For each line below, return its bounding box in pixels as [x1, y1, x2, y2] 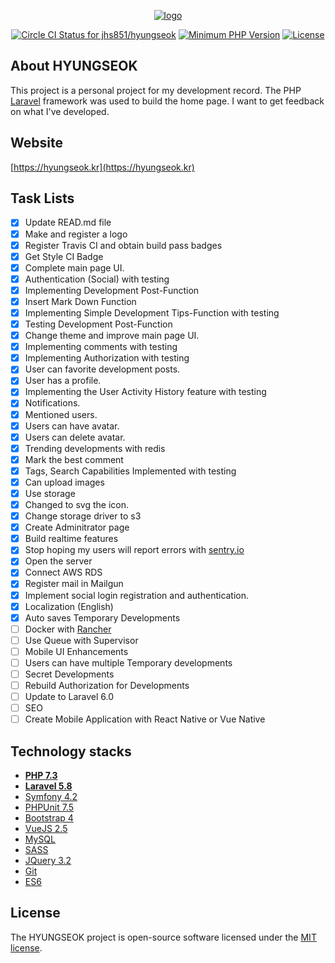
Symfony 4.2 [24, 791, 78, 803]
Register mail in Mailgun [24, 578, 124, 590]
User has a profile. [24, 375, 102, 387]
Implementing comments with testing [24, 341, 178, 353]
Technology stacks [10, 743, 132, 760]
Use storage [24, 487, 76, 499]
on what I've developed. [10, 105, 110, 117]
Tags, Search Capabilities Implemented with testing [24, 465, 237, 477]
